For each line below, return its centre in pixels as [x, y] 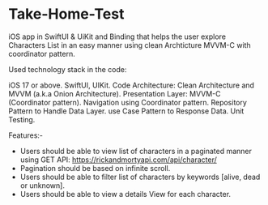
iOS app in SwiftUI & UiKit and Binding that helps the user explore [117, 36]
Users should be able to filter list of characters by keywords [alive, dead [140, 177]
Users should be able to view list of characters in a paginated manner [136, 151]
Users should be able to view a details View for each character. [125, 194]
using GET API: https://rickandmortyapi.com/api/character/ [118, 160]
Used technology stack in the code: [68, 69]
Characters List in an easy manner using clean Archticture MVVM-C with [130, 45]
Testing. [22, 119]
